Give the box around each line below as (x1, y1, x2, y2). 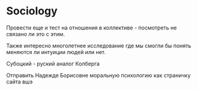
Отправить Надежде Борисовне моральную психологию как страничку (6, 71, 191, 79)
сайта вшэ (6, 78, 33, 85)
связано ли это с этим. (6, 30, 65, 37)
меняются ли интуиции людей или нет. (6, 48, 106, 55)
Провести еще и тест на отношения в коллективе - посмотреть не (6, 24, 177, 31)
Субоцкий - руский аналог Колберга (6, 60, 100, 67)
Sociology (6, 4, 58, 18)
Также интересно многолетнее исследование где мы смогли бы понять (6, 42, 192, 49)
